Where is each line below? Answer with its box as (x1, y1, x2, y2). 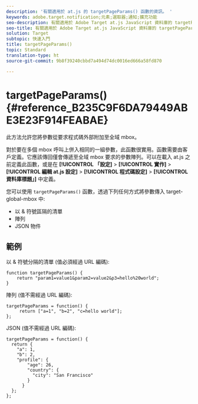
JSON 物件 (14, 223, 41, 230)
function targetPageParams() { (6, 270, 83, 276)
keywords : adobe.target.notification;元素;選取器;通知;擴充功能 (6, 14, 158, 20)
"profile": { (16, 357, 49, 363)
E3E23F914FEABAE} (6, 113, 109, 127)
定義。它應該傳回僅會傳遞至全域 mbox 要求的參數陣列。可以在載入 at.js (11, 154, 184, 161)
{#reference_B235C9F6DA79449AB (6, 101, 188, 114)
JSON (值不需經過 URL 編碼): (6, 324, 77, 332)
